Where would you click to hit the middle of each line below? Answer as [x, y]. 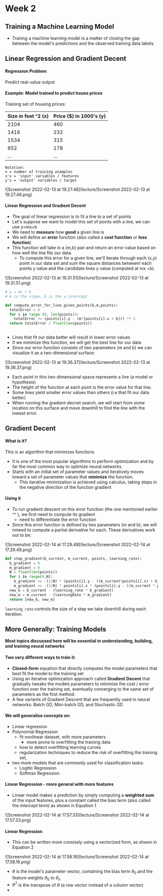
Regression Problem [26, 71]
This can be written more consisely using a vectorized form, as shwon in [84, 842]
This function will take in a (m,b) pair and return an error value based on [84, 248]
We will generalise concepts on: [38, 716]
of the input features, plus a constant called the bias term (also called [81, 800]
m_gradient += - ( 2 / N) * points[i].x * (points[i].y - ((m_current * [84, 586]
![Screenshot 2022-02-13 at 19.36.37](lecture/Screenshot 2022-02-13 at [78, 362]
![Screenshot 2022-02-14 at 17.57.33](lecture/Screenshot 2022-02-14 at [77, 815]
